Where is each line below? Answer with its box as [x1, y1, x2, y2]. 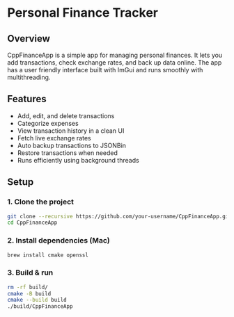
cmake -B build [7, 290, 52, 297]
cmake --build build [7, 297, 68, 304]
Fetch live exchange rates [17, 133, 92, 142]
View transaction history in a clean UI [17, 127, 125, 135]
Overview [7, 33, 51, 44]
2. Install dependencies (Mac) [7, 236, 110, 245]
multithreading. [7, 73, 51, 81]
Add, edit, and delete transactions [17, 111, 115, 120]
